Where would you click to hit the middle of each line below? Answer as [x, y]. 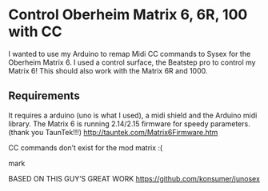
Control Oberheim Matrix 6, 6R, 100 [128, 15]
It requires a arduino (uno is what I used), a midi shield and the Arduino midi [133, 115]
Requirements [44, 96]
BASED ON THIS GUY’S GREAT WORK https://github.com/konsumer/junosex [134, 178]
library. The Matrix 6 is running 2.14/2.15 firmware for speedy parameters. [129, 123]
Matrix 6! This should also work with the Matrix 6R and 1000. [108, 70]
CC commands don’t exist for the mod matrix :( [86, 147]
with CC [35, 32]
